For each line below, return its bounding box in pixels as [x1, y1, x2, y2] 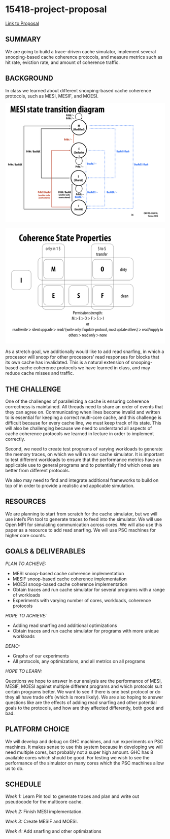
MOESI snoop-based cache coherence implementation [12, 581, 128, 587]
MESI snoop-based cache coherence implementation [12, 570, 124, 576]
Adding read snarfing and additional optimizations [12, 622, 117, 628]
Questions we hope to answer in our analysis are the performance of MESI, [5, 678, 162, 684]
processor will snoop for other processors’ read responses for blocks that [5, 354, 160, 360]
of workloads [12, 592, 41, 598]
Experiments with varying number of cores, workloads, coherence [12, 597, 151, 603]
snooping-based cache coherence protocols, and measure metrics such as [5, 54, 163, 60]
